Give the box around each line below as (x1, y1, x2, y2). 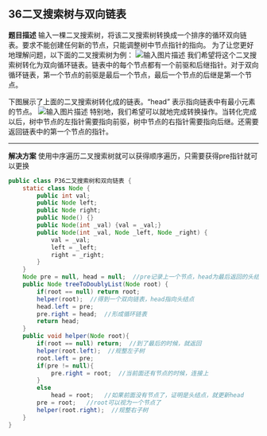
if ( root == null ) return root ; (37, 287, 141, 296)
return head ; (37, 317, 80, 325)
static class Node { (22, 184, 91, 193)
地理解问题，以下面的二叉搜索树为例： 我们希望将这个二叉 (8, 50, 250, 60)
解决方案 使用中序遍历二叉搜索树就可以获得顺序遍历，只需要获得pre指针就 (8, 150, 251, 161)
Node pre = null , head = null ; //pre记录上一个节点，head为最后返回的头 (22, 273, 254, 281)
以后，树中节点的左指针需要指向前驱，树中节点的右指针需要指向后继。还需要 (8, 116, 259, 126)
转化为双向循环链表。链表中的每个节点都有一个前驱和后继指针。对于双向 (21, 60, 259, 69)
